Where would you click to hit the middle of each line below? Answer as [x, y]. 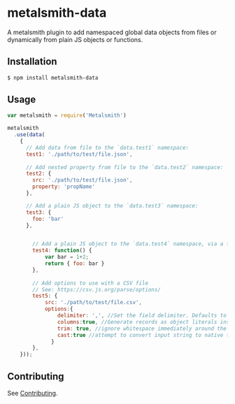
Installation [32, 62]
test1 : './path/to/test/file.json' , [79, 154]
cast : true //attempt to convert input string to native [140, 335]
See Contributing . [33, 393]
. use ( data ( [29, 135]
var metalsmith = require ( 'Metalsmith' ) [67, 116]
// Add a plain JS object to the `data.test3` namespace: [112, 205]
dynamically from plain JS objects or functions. [75, 39]
